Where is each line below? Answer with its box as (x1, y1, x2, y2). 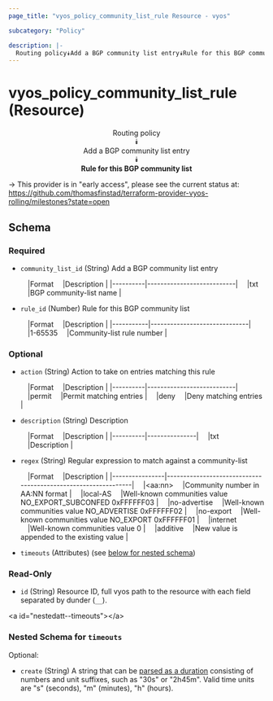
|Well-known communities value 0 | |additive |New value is (27, 524, 238, 533)
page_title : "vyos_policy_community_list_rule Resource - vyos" (8, 11, 231, 20)
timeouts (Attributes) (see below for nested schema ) (19, 548, 197, 558)
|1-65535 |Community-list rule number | (27, 327, 168, 338)
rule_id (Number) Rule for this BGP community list (19, 303, 190, 313)
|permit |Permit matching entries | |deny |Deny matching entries (27, 392, 262, 401)
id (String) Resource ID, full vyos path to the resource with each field (19, 587, 251, 597)
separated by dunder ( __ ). (19, 595, 107, 605)
